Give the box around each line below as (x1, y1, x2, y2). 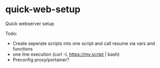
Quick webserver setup (5, 20, 55, 27)
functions (12, 46, 33, 52)
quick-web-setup (5, 4, 81, 15)
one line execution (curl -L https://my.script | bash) (12, 51, 120, 57)
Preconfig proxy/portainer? (12, 56, 70, 62)
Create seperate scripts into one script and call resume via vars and (12, 40, 155, 47)
